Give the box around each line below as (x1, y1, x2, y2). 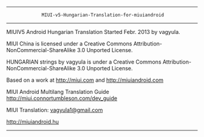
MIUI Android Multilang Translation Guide (6, 89, 109, 95)
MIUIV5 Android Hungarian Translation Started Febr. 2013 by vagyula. (6, 28, 180, 35)
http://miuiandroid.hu (6, 118, 59, 125)
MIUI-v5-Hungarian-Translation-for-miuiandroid (41, 12, 165, 18)
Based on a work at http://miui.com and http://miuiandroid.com (6, 76, 164, 84)
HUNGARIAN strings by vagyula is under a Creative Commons (6, 58, 162, 65)
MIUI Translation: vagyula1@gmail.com (6, 107, 103, 113)
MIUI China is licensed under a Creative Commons (6, 40, 132, 47)
